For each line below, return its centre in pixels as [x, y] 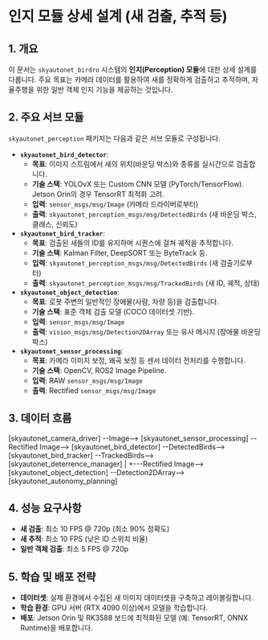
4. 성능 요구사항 [45, 509]
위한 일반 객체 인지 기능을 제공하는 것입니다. [104, 90]
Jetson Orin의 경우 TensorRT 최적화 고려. [98, 194]
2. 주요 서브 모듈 [46, 117]
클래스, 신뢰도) [55, 224]
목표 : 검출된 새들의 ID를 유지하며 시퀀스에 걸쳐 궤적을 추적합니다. [133, 243]
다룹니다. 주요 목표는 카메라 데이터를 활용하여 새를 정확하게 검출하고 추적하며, [129, 80]
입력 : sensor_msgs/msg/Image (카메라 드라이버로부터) [115, 204]
